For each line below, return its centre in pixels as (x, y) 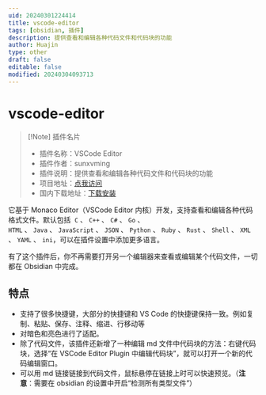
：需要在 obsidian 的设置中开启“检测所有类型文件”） (111, 383)
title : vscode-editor (44, 23)
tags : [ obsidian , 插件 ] (46, 30)
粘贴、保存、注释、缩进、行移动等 (89, 324)
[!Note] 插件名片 (54, 136)
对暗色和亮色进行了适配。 (61, 334)
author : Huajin (33, 45)
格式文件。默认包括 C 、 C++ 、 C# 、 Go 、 (76, 219)
